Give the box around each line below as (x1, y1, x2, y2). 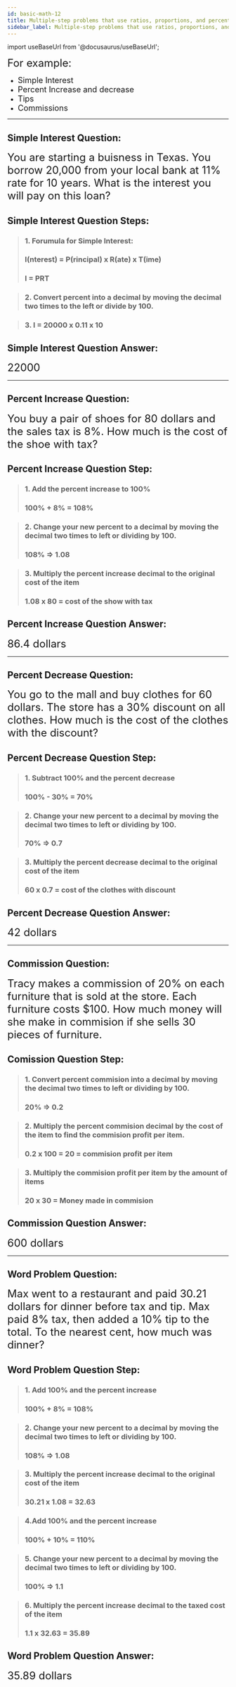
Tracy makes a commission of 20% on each (7, 976, 225, 990)
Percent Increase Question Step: (7, 463, 153, 475)
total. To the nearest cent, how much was (7, 1325, 212, 1339)
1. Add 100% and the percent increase (24, 1385, 157, 1394)
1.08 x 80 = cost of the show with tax (24, 596, 153, 606)
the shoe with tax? (7, 437, 98, 451)
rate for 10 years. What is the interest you (7, 176, 212, 190)
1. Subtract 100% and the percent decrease (24, 773, 176, 783)
